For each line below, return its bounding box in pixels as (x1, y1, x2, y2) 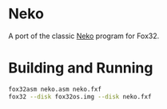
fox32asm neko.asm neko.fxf (8, 85, 102, 93)
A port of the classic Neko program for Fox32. (8, 31, 160, 41)
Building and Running (8, 59, 153, 77)
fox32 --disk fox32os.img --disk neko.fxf (8, 92, 152, 100)
